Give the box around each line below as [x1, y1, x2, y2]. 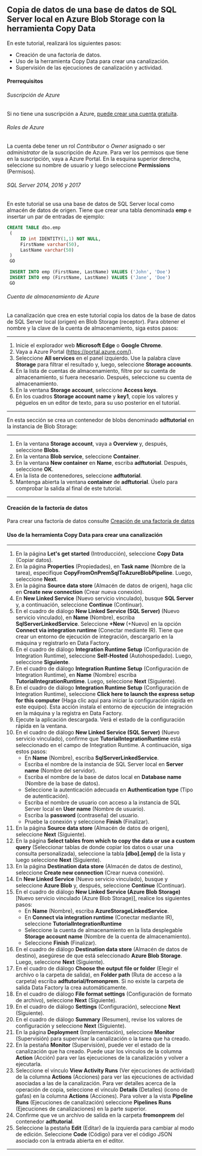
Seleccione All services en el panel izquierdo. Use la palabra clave [15, 354, 181, 362]
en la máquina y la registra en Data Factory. [15, 710, 123, 717]
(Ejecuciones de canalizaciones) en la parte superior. [15, 1105, 147, 1113]
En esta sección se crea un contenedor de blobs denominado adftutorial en [7, 416, 194, 423]
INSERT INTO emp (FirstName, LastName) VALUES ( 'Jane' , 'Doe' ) [9, 274, 171, 281]
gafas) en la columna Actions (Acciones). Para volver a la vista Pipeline [15, 1092, 194, 1100]
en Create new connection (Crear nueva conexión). [15, 589, 144, 596]
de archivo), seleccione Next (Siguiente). [15, 997, 117, 1004]
